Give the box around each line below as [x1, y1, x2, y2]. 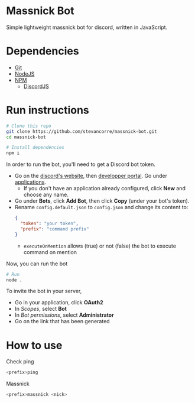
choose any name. [23, 191, 69, 199]
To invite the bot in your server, [6, 288, 82, 295]
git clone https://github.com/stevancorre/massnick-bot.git [6, 128, 158, 134]
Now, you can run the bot [6, 260, 68, 267]
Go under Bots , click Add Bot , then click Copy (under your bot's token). [14, 197, 190, 204]
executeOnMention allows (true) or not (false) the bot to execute [23, 242, 176, 249]
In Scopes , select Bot [14, 305, 67, 313]
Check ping [6, 358, 34, 365]
